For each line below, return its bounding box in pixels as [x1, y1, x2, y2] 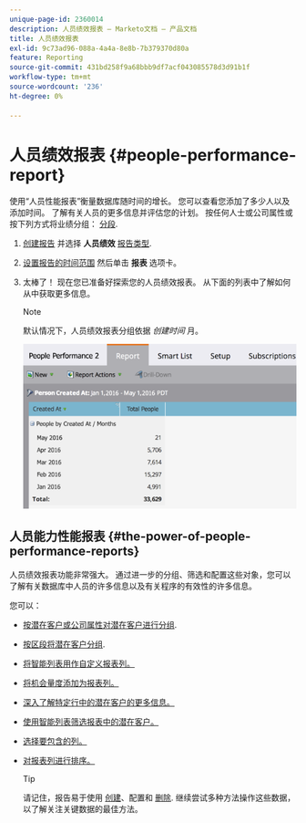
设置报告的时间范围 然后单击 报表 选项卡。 [22, 257, 182, 268]
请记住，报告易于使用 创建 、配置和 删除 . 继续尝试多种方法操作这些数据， [22, 792, 296, 803]
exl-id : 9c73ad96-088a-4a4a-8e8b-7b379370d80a [9, 44, 189, 53]
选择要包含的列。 [22, 735, 87, 746]
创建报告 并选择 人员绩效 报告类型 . [22, 238, 152, 249]
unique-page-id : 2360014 [9, 15, 104, 24]
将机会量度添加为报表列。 [22, 677, 119, 688]
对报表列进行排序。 [22, 755, 96, 766]
